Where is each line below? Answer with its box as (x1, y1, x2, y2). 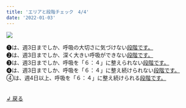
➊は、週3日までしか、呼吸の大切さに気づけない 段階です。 (6, 43, 154, 51)
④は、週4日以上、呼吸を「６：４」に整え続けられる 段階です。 (6, 74, 166, 81)
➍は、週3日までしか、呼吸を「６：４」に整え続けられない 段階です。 (6, 67, 180, 74)
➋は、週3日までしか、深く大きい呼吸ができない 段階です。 (6, 51, 154, 59)
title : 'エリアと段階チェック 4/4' (6, 9, 90, 15)
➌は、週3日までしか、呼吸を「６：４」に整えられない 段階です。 (6, 59, 170, 66)
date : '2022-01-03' (6, 15, 56, 21)
